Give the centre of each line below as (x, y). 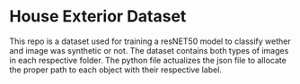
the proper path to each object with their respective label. (116, 70)
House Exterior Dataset (98, 17)
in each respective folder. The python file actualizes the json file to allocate (148, 60)
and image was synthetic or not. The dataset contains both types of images (149, 50)
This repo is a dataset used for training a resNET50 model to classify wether (150, 41)
